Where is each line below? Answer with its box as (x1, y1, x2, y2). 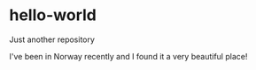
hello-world (9, 5, 97, 25)
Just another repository (9, 34, 96, 45)
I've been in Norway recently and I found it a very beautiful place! (9, 51, 248, 61)
